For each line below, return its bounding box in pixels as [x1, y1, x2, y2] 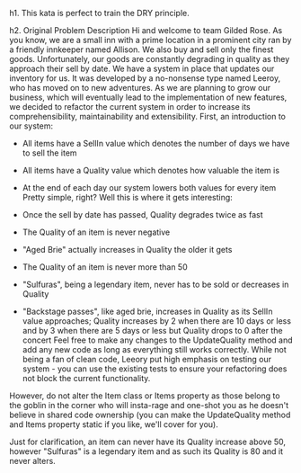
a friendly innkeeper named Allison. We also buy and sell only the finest [9, 44, 274, 55]
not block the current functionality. [22, 373, 151, 383]
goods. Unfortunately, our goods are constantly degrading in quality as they [9, 54, 290, 64]
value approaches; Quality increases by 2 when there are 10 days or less [22, 316, 292, 326]
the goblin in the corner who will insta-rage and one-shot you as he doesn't [9, 400, 289, 410]
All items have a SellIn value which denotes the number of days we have [22, 138, 290, 148]
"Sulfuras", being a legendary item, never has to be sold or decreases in [22, 279, 289, 290]
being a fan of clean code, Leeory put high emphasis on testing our [22, 354, 272, 364]
